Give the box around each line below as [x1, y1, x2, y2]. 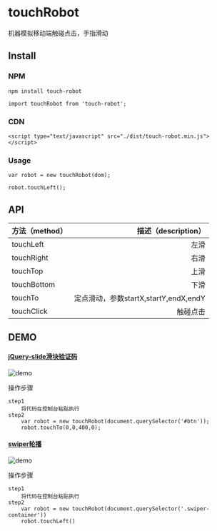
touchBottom [11, 280, 56, 290]
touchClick [11, 306, 49, 316]
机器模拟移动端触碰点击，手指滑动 [8, 29, 108, 37]
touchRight [11, 253, 49, 263]
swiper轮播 [8, 440, 42, 448]
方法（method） [11, 226, 67, 236]
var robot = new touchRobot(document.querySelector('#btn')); [21, 418, 210, 425]
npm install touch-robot [8, 87, 82, 95]
